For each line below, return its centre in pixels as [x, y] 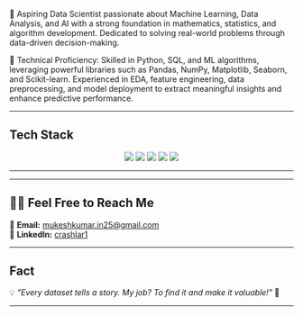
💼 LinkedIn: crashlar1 [49, 234]
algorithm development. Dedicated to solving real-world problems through [147, 33]
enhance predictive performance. [71, 98]
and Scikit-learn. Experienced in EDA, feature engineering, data [127, 79]
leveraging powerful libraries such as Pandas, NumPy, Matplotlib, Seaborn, [148, 69]
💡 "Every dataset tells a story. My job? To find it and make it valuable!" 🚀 [145, 293]
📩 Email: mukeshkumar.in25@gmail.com [84, 224]
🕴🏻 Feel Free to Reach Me [82, 203]
